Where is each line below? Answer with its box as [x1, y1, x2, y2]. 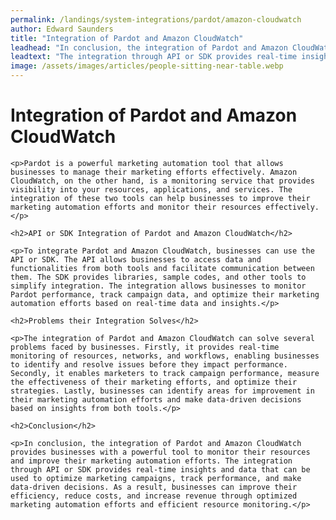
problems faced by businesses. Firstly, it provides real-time [10, 342, 280, 352]
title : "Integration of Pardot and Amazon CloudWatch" [10, 33, 244, 43]
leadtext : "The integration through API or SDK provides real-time [10, 52, 298, 62]
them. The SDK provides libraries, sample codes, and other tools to [10, 272, 307, 282]
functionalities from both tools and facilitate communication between [10, 263, 315, 273]
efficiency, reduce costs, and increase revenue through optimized [10, 491, 298, 501]
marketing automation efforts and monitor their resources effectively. [10, 202, 320, 212]
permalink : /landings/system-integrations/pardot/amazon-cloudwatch [10, 14, 302, 25]
